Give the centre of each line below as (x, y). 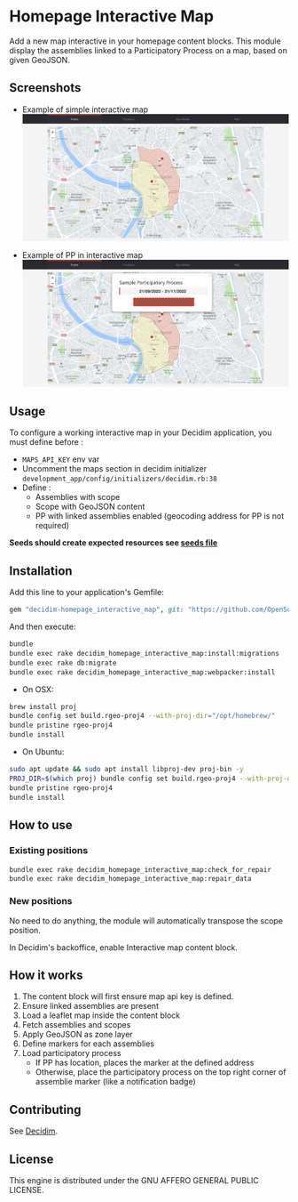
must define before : (47, 442)
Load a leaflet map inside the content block (101, 1015)
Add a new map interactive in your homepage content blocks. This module (145, 41)
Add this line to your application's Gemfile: (86, 593)
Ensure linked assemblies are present (90, 1006)
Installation (41, 571)
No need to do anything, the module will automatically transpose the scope (146, 920)
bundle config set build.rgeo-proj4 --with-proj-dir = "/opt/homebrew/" (142, 716)
